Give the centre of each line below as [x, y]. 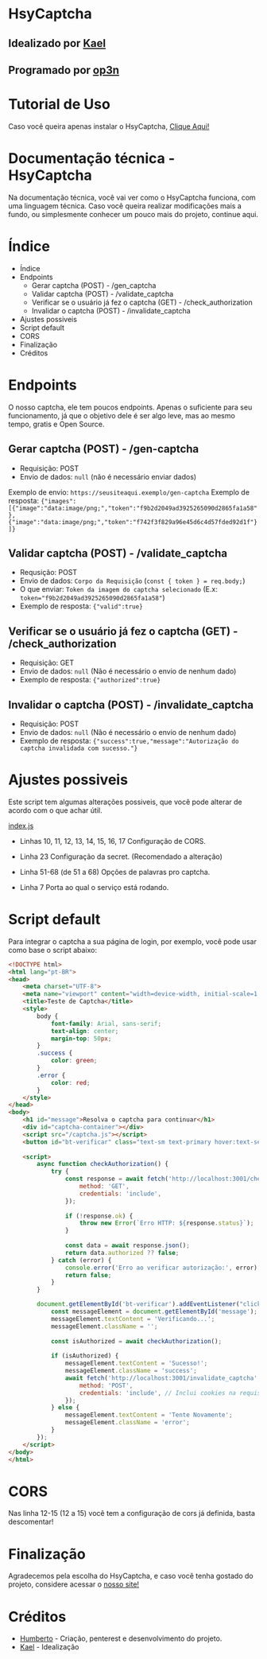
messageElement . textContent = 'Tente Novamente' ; [149, 1415]
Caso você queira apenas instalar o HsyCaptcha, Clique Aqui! [109, 126]
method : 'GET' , [104, 1187]
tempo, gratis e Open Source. [56, 424]
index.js [21, 826]
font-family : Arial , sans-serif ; [106, 1024]
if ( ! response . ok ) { [99, 1216]
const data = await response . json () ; [128, 1245]
